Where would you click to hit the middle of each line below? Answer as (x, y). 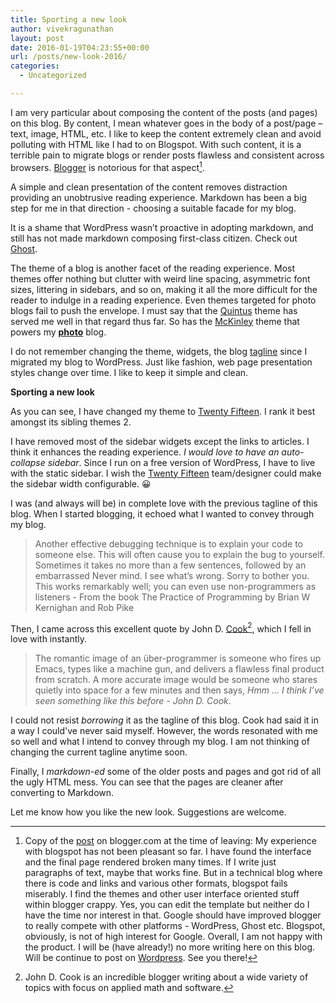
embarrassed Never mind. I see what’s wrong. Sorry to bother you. (172, 575)
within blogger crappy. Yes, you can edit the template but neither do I (167, 905)
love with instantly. (49, 639)
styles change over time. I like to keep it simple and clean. (129, 372)
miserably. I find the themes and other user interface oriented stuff (162, 894)
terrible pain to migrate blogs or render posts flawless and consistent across (167, 155)
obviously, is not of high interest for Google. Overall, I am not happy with (173, 937)
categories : (35, 66)
